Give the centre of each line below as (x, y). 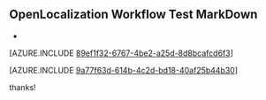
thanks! (23, 87)
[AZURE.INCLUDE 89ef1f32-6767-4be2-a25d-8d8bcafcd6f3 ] (122, 53)
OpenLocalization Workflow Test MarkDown (133, 15)
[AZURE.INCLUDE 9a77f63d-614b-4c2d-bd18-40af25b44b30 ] (124, 70)
